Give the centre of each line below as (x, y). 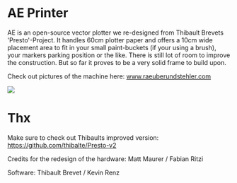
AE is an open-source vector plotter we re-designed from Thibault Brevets (116, 33)
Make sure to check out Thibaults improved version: (83, 137)
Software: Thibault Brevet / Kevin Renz (64, 172)
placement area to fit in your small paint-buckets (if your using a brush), (112, 47)
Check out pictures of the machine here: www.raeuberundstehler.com (109, 76)
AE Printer (38, 13)
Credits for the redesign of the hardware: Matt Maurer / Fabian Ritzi (105, 159)
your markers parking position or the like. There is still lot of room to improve (119, 55)
